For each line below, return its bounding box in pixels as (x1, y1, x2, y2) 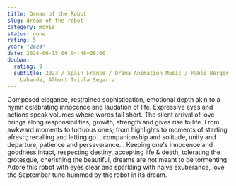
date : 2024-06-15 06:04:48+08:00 (7, 50, 106, 57)
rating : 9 (13, 63, 42, 70)
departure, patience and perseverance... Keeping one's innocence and (7, 141, 213, 149)
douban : (7, 57, 30, 64)
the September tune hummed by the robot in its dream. (7, 170, 167, 179)
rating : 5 (7, 37, 37, 44)
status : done (7, 30, 46, 37)
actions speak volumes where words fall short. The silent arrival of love (7, 110, 215, 119)
